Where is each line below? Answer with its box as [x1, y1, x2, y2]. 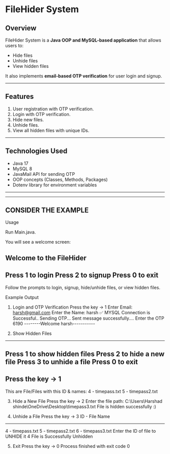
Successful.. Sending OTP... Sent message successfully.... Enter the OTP [12, 315, 164, 321]
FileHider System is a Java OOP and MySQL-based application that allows [5, 37, 161, 43]
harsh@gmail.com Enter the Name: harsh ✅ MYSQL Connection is [12, 309, 150, 315]
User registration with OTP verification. [12, 105, 94, 112]
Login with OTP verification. [12, 111, 71, 117]
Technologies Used [5, 147, 67, 156]
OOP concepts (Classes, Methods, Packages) [12, 176, 108, 182]
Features [5, 92, 34, 101]
